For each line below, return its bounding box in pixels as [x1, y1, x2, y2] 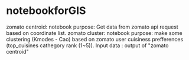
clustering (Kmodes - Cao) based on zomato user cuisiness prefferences [6, 36, 184, 43]
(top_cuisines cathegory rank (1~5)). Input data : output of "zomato [6, 42, 169, 49]
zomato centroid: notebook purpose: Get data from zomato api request [6, 23, 178, 30]
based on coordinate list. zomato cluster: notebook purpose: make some [6, 29, 183, 36]
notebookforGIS [6, 4, 86, 17]
